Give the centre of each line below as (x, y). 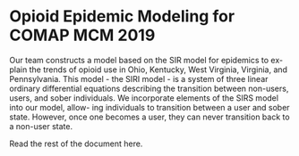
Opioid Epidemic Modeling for (122, 16)
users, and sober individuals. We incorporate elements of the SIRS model (144, 98)
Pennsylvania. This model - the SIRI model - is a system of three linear (139, 78)
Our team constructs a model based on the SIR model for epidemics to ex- (146, 60)
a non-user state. (41, 126)
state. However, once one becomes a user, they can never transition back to (149, 117)
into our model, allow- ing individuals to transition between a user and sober (149, 107)
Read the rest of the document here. (76, 144)
